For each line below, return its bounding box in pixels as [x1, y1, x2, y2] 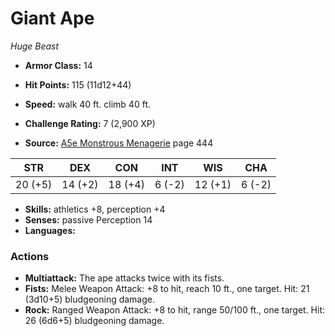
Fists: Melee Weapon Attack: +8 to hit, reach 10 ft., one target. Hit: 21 [24, 283, 310, 295]
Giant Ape [10, 7, 95, 30]
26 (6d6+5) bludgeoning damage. [24, 315, 165, 327]
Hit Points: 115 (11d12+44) [24, 78, 132, 91]
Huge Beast [10, 40, 60, 52]
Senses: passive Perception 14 [24, 213, 153, 226]
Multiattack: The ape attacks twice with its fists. [24, 272, 225, 284]
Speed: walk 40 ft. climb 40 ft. [24, 98, 152, 110]
